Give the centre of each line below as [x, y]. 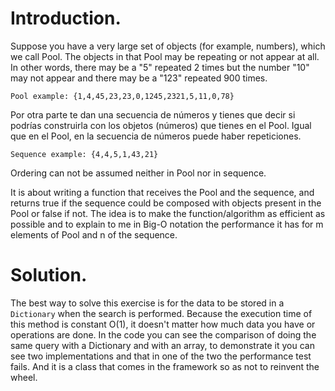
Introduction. [66, 18]
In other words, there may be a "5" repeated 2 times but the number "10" [160, 67]
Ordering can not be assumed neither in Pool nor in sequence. [138, 173]
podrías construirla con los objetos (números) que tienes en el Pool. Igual [161, 125]
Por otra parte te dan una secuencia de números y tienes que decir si [153, 114]
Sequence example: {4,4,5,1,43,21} [84, 154]
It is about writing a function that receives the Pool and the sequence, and [162, 192]
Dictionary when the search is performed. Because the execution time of [161, 313]
